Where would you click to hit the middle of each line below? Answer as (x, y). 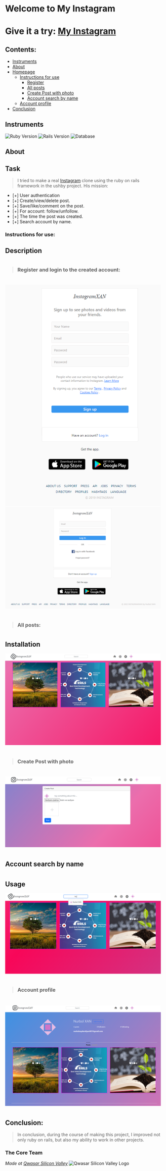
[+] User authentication (36, 196)
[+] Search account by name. (42, 222)
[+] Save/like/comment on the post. (48, 206)
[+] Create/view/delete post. (41, 201)
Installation (23, 644)
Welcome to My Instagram (60, 9)
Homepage (24, 72)
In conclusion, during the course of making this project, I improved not (89, 1135)
